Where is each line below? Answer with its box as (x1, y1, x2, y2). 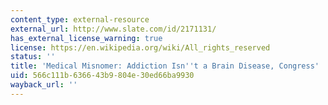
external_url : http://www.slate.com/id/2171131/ (10, 24, 217, 34)
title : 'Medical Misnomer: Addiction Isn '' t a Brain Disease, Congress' (10, 61, 320, 71)
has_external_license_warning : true (10, 33, 163, 43)
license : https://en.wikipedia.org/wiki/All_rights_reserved (10, 42, 271, 53)
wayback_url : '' (10, 80, 78, 90)
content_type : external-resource (10, 14, 150, 25)
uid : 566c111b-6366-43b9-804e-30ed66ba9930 (10, 71, 195, 81)
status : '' (10, 52, 56, 62)
